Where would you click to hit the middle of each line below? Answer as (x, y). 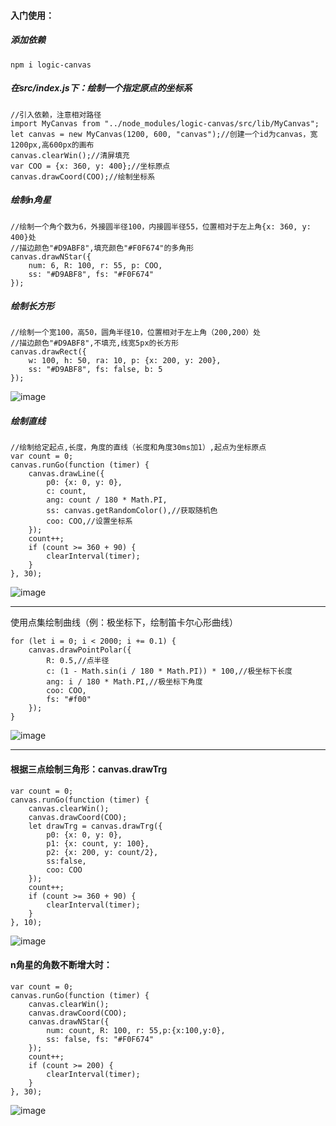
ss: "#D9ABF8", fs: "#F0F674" (91, 274)
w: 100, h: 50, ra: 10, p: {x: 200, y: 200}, (125, 361)
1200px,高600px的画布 (52, 145)
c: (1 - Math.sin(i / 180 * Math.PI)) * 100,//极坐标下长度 (169, 671)
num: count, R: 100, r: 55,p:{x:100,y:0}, (136, 1030)
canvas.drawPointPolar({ (80, 650)
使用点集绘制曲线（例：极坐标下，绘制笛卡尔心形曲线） (124, 622)
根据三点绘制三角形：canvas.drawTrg (89, 769)
